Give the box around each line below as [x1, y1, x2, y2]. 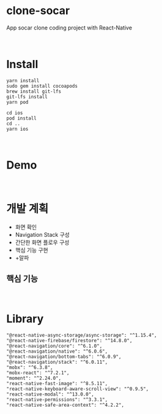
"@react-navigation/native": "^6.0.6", [6, 348, 108, 355]
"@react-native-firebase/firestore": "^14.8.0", [6, 337, 133, 343]
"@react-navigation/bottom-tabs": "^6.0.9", [6, 353, 122, 359]
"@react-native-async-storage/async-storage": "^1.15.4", [6, 332, 157, 338]
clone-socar [6, 4, 70, 18]
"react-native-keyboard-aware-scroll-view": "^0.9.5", [6, 386, 149, 392]
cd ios [6, 110, 23, 116]
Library [6, 312, 44, 326]
